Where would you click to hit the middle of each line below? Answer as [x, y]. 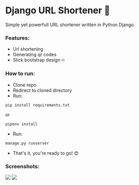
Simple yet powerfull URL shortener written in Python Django [70, 25]
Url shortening [28, 49]
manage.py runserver [27, 143]
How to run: [20, 74]
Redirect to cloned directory [42, 90]
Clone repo [25, 85]
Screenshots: [23, 167]
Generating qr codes [35, 55]
